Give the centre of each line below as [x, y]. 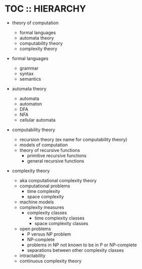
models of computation [44, 145]
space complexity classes [61, 223]
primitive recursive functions [57, 155]
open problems [35, 229]
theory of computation [35, 23]
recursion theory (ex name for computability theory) [73, 139]
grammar [29, 68]
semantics [30, 79]
